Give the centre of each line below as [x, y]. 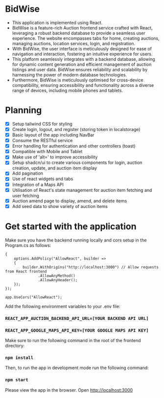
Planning [23, 110]
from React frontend [26, 271]
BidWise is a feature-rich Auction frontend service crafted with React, [82, 27]
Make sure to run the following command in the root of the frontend [73, 340]
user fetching [25, 195]
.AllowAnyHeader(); [58, 280]
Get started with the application [71, 226]
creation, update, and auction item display [54, 168]
